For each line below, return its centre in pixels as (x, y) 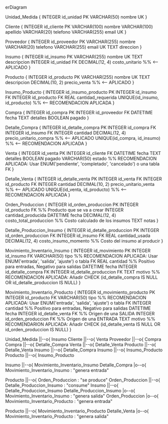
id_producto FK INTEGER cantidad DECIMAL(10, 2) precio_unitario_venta (80, 184)
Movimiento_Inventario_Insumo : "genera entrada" (57, 370)
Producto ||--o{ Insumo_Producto (40, 355)
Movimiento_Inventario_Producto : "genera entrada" (59, 401)
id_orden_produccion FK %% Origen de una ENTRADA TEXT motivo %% (80, 319)
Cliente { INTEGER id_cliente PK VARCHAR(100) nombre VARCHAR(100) (79, 27)
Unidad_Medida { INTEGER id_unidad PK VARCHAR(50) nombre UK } (76, 17)
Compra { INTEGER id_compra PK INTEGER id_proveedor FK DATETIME (79, 113)
